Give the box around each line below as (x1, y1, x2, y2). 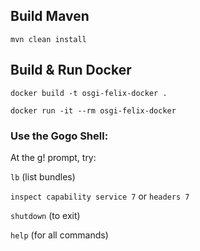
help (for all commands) (10, 229, 109, 241)
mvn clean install (10, 34, 87, 44)
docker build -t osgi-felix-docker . (10, 88, 168, 98)
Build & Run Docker (10, 62, 132, 79)
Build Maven (10, 8, 90, 25)
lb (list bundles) (10, 170, 76, 183)
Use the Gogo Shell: (10, 129, 109, 143)
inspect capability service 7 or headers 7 (10, 190, 190, 202)
